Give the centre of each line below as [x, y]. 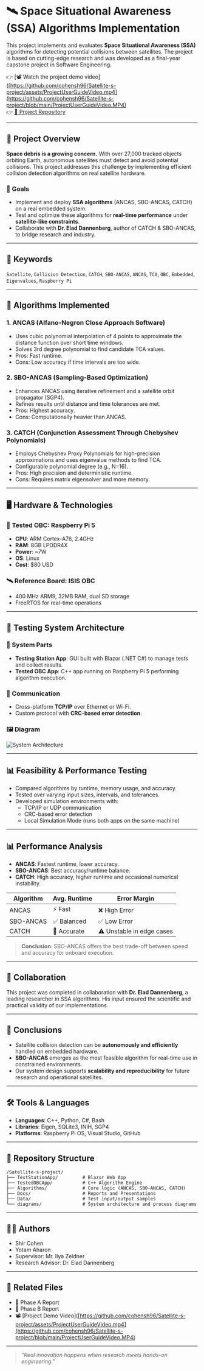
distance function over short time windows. [69, 342]
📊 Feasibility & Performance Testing [77, 771]
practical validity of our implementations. [57, 1005]
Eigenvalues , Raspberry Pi [39, 280]
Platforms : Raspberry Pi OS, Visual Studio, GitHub [78, 1133]
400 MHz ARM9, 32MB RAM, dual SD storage [72, 597]
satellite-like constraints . [47, 222]
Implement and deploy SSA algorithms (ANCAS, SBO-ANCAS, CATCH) [104, 202]
